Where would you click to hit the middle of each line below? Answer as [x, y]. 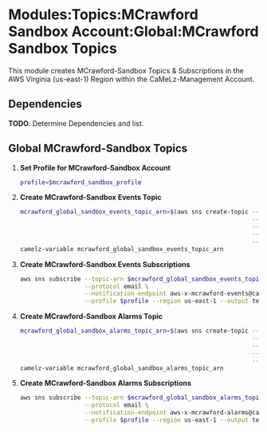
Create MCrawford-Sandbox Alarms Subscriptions [106, 383]
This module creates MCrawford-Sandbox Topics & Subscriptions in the [126, 70]
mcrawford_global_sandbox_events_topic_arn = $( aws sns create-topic [134, 212]
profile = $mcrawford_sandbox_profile [80, 182]
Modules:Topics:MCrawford [104, 15]
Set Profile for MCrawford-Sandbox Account [95, 167]
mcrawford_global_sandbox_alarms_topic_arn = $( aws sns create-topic [134, 331]
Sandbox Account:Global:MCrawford [133, 31]
